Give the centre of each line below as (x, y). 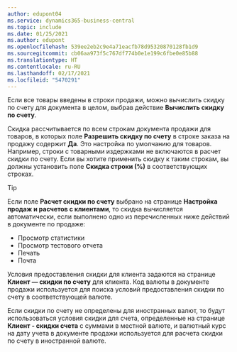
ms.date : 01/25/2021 (38, 34)
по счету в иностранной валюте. (57, 341)
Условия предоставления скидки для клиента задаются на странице (111, 275)
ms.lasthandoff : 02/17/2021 (49, 73)
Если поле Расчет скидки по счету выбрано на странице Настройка (112, 202)
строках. (21, 174)
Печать (29, 253)
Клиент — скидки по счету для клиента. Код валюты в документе (108, 282)
